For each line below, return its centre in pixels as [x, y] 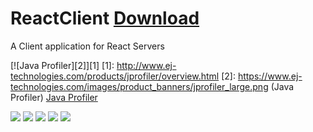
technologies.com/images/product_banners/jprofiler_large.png [139, 86]
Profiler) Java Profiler [54, 97]
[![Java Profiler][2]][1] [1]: [62, 65]
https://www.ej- [270, 76]
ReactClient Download [105, 18]
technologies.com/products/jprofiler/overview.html [115, 76]
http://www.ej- [146, 65]
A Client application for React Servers [87, 46]
